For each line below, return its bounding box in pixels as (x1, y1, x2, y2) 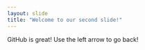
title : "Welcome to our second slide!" (7, 16, 123, 23)
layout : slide (7, 10, 49, 17)
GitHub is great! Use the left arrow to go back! (7, 35, 139, 43)
